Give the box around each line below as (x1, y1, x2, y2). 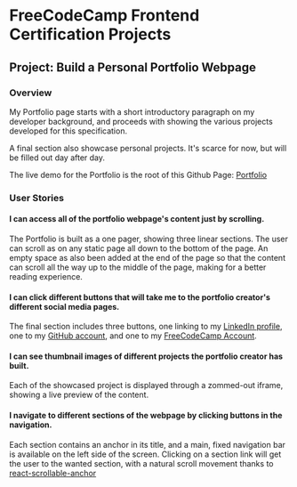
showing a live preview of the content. (9, 389, 149, 401)
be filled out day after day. (9, 152, 105, 163)
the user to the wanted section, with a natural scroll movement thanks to (9, 458, 274, 468)
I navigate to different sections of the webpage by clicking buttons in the (9, 410, 283, 420)
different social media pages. (9, 301, 120, 312)
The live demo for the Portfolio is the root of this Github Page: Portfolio (9, 169, 268, 180)
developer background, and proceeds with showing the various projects (9, 116, 273, 126)
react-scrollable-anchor (9, 467, 97, 478)
